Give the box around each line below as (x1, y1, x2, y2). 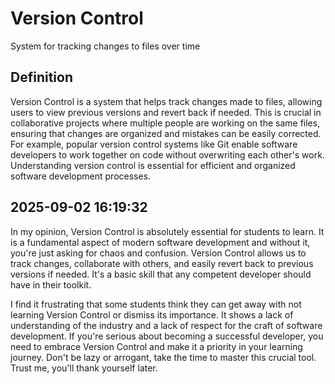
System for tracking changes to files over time (10, 40, 201, 52)
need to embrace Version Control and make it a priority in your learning (10, 340, 303, 352)
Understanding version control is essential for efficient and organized (10, 159, 296, 171)
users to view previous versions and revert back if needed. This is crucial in (10, 106, 322, 118)
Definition (10, 69, 73, 86)
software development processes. (10, 170, 152, 182)
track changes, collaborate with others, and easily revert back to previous (10, 257, 314, 269)
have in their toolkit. (10, 278, 92, 291)
